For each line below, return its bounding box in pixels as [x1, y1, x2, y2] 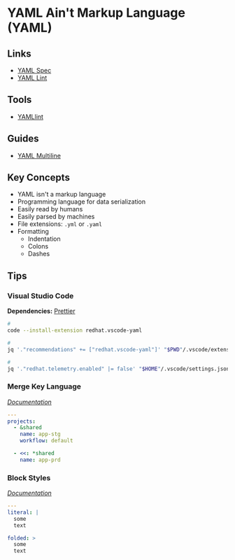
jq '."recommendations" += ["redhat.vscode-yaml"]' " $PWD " [7, 346, 183, 353]
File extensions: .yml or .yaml [17, 220, 103, 228]
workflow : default [20, 437, 73, 444]
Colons [27, 242, 49, 251]
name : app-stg [20, 430, 61, 438]
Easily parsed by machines [17, 212, 95, 221]
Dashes [27, 250, 50, 258]
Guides [7, 133, 40, 145]
